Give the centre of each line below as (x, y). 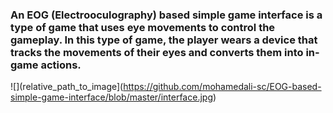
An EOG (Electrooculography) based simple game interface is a (166, 15)
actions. (61, 65)
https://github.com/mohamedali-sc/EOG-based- (222, 87)
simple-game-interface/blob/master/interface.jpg (111, 97)
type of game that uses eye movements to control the (143, 27)
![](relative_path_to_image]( (67, 87)
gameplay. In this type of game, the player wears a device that (164, 40)
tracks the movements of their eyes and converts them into (157, 52)
